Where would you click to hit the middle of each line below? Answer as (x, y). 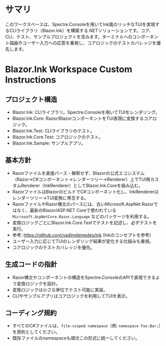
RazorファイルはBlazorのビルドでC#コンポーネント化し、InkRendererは (85, 192)
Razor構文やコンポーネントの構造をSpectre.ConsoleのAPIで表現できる (84, 277)
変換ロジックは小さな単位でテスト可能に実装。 (60, 290)
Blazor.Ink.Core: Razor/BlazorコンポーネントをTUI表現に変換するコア (82, 118)
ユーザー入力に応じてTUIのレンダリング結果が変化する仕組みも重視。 (83, 241)
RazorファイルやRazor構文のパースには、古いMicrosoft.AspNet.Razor (83, 204)
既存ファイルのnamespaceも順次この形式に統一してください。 (76, 338)
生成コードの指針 (31, 265)
